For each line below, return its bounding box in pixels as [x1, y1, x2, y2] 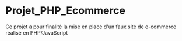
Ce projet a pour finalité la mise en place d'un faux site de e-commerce [5, 23, 177, 30]
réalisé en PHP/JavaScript [5, 29, 68, 36]
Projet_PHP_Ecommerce [5, 4, 126, 17]
